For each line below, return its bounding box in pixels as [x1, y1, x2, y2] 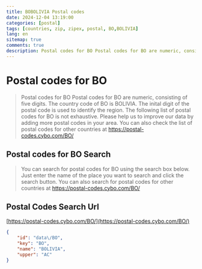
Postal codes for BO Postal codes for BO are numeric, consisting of [20, 94, 188, 101]
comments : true [6, 43, 44, 49]
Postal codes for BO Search [6, 150, 111, 160]
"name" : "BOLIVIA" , [17, 246, 66, 252]
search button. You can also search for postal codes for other [20, 178, 174, 185]
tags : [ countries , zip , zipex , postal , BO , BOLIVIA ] [6, 25, 138, 32]
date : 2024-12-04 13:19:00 [6, 14, 74, 20]
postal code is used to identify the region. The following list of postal [20, 106, 191, 113]
